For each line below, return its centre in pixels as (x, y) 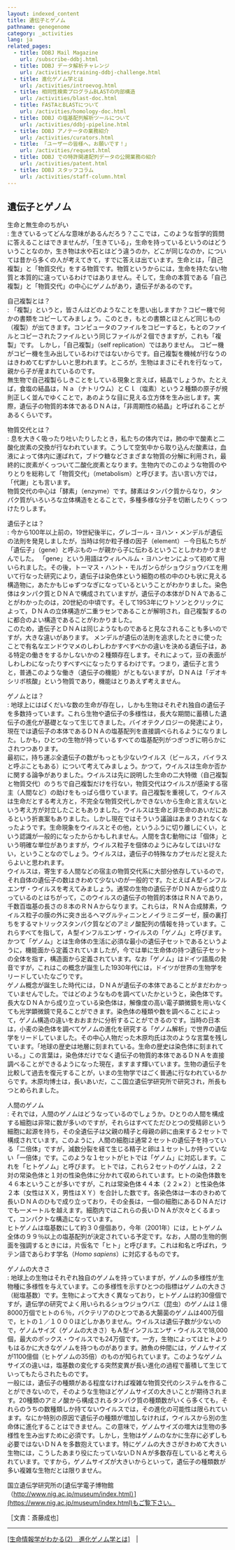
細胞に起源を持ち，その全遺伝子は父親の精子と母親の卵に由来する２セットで (117, 1132)
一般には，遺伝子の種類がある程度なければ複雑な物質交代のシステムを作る (114, 1383)
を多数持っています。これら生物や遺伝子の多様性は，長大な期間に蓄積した (114, 714)
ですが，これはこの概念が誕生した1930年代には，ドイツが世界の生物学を (118, 968)
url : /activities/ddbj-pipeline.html (75, 124)
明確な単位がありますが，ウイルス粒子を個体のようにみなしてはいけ (117, 845)
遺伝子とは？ (26, 523)
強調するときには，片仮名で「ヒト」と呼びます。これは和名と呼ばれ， (120, 1245)
